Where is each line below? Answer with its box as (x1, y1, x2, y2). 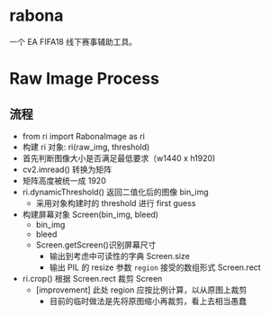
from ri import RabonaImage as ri (22, 130, 146, 141)
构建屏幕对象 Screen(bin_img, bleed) (22, 209, 159, 220)
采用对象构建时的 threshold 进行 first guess (35, 197, 196, 208)
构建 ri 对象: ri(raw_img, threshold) (22, 141, 150, 152)
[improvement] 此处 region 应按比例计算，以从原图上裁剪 (35, 284, 247, 295)
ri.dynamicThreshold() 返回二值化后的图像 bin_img (22, 186, 209, 197)
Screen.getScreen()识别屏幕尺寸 (35, 239, 157, 250)
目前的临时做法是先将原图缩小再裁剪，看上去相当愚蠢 (49, 295, 247, 306)
